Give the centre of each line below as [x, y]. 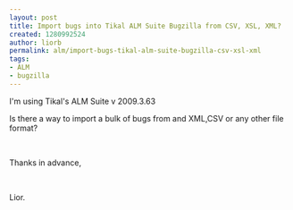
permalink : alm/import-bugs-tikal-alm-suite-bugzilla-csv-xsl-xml [135, 51]
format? [24, 128]
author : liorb [36, 42]
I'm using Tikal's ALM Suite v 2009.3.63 [83, 101]
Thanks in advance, [46, 163]
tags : [19, 59]
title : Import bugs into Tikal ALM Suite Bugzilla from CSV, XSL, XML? [145, 26]
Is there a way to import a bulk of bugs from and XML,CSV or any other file [146, 118]
